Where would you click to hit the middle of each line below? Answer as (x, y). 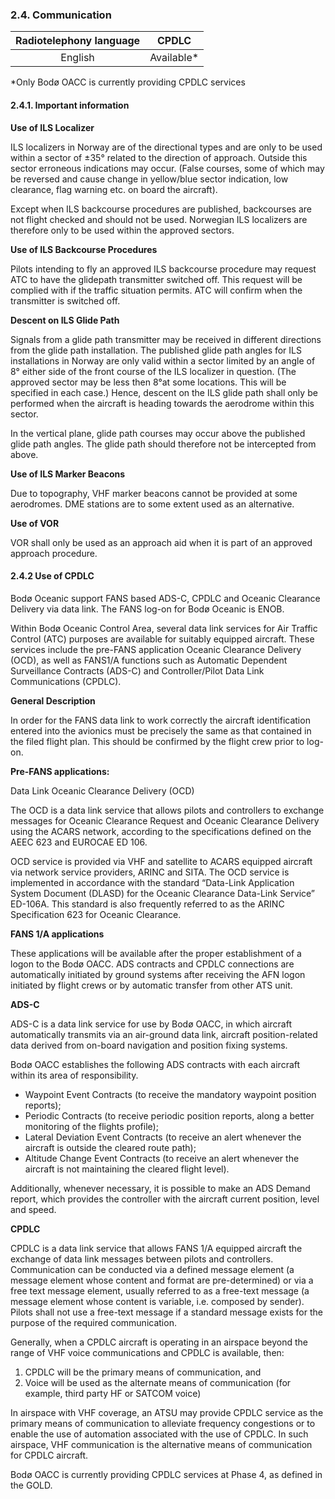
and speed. (33, 1209)
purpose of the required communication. (93, 1322)
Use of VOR (35, 523)
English (77, 58)
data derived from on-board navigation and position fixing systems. (149, 1045)
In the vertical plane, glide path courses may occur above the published (158, 433)
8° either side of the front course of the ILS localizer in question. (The (153, 371)
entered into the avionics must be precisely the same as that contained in (161, 730)
